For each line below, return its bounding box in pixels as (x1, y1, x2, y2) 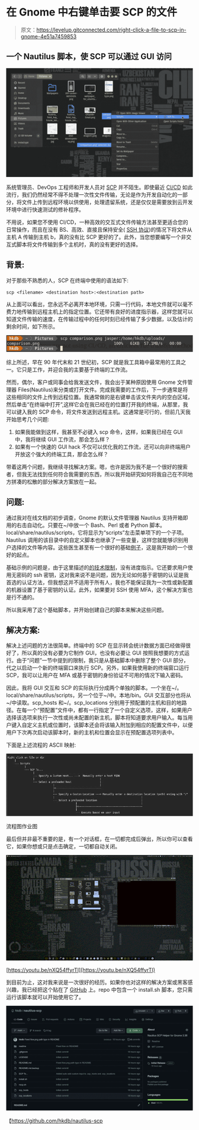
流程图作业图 (6, 823, 37, 830)
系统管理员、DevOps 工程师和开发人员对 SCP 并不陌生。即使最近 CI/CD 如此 (6, 184, 193, 191)
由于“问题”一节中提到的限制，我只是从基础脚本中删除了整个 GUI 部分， (16, 657, 189, 664)
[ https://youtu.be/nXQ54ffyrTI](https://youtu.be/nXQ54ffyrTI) (6, 966, 156, 973)
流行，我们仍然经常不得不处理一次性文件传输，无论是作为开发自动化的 (6, 191, 178, 198)
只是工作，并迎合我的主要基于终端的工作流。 (21, 366, 131, 373)
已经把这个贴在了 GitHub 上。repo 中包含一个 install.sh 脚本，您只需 (26, 986, 193, 993)
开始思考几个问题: (6, 415, 50, 422)
